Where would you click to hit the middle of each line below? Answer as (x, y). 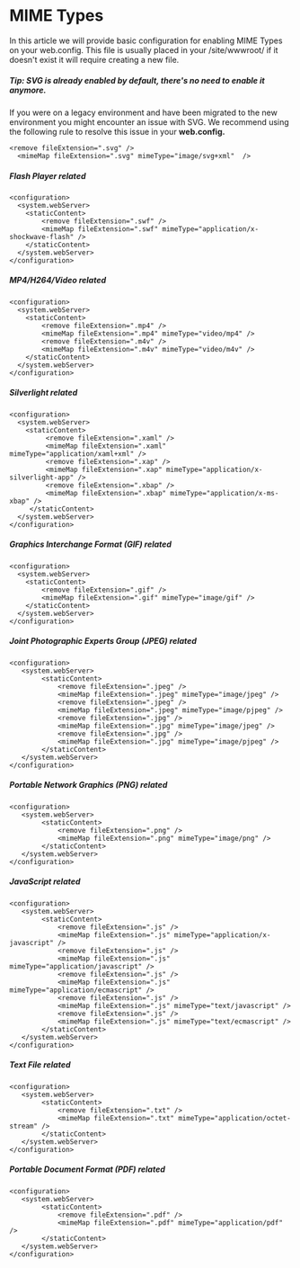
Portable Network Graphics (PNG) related (88, 785)
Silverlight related (44, 393)
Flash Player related (48, 175)
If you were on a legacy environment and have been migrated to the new (144, 112)
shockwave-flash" (42, 237)
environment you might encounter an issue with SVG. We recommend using (149, 121)
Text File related (40, 1065)
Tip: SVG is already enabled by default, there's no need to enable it (137, 80)
